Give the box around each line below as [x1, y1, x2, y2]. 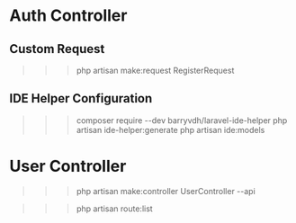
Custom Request [9, 41, 105, 57]
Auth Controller [9, 5, 128, 26]
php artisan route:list [76, 203, 153, 214]
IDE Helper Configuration [9, 91, 153, 106]
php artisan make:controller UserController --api [76, 185, 256, 196]
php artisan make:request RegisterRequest [76, 65, 235, 76]
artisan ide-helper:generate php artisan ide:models [76, 124, 265, 135]
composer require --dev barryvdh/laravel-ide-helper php [76, 114, 288, 126]
